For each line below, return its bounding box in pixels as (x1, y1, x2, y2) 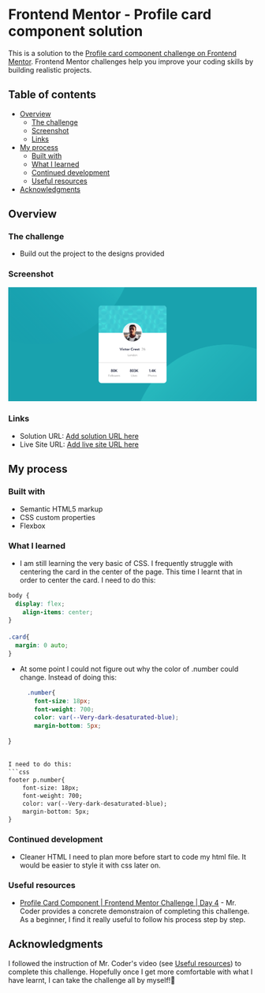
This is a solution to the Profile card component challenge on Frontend (8, 48, 237, 58)
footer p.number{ (8, 776, 65, 785)
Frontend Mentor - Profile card (8, 6, 211, 24)
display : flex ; (15, 600, 65, 608)
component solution (8, 22, 144, 40)
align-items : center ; (22, 608, 93, 616)
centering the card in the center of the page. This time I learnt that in (19, 567, 243, 576)
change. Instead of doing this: (19, 673, 117, 682)
